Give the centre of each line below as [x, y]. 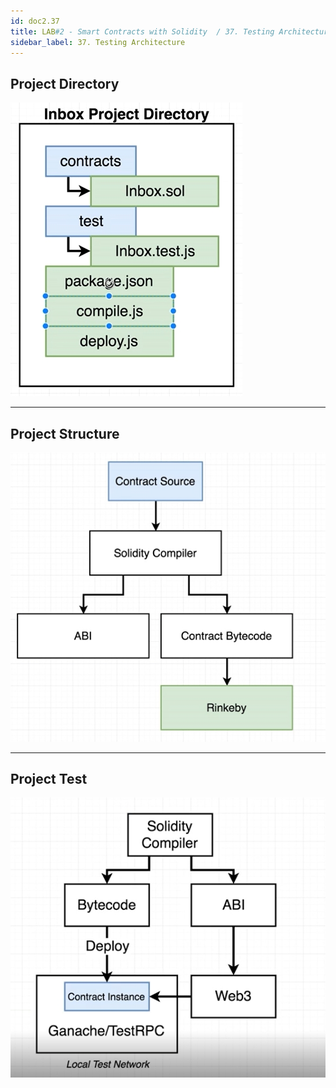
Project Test [49, 779]
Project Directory [65, 83]
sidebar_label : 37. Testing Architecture [98, 42]
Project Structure [65, 433]
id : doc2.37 [35, 21]
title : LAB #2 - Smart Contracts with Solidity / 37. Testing [142, 31]
